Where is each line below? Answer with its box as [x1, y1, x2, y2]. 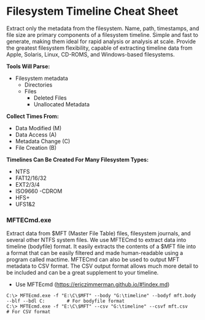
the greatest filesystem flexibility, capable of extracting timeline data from [6, 44, 193, 52]
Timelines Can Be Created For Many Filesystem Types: [6, 155, 149, 163]
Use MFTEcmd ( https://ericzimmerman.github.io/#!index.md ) [15, 281, 170, 288]
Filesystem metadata [15, 74, 69, 82]
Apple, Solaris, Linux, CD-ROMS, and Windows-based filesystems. [6, 50, 175, 58]
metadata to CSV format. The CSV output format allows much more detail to [6, 262, 198, 270]
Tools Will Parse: [6, 63, 50, 70]
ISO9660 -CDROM [15, 187, 63, 195]
